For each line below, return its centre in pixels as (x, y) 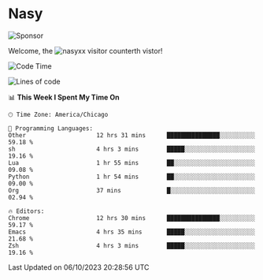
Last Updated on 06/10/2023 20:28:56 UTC (79, 267)
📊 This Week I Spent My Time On (64, 97)
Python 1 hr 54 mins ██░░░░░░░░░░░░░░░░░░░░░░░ (132, 177)
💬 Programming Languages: (50, 128)
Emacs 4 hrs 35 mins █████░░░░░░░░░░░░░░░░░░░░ (132, 232)
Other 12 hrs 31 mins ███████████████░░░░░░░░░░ (132, 135)
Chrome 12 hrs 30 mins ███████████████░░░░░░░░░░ (132, 218)
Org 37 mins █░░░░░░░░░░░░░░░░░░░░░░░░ (132, 190)
